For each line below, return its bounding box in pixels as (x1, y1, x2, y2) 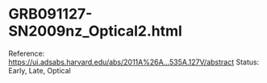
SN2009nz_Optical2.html (8, 22, 183, 40)
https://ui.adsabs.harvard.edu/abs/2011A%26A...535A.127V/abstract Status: (8, 57, 260, 67)
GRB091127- (8, 5, 93, 23)
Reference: (8, 48, 45, 58)
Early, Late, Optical (8, 65, 71, 75)
